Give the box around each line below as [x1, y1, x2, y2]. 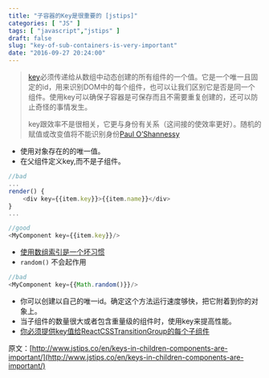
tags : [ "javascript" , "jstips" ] [8, 26, 120, 35]
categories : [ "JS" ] [8, 19, 81, 27]
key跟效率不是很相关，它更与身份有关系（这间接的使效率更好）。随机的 [27, 120, 262, 128]
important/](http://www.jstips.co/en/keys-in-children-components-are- [8, 352, 244, 362]
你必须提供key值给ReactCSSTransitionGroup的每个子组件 [19, 326, 210, 335]
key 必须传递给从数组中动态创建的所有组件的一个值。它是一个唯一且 [27, 72, 251, 81]
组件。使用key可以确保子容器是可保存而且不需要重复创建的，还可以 [27, 92, 251, 101]
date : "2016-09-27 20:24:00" [8, 49, 106, 57]
